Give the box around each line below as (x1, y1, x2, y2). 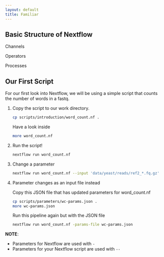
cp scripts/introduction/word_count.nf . (12, 115, 99, 120)
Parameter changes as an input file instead (12, 179, 100, 185)
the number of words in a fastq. (5, 95, 70, 102)
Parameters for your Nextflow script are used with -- (12, 246, 121, 252)
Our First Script (5, 77, 54, 86)
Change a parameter (12, 161, 55, 167)
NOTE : (5, 231, 19, 237)
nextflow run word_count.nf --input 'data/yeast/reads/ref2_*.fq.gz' (12, 171, 160, 175)
